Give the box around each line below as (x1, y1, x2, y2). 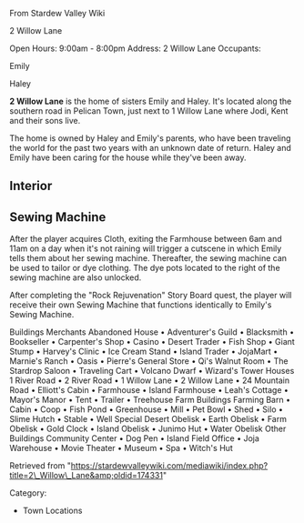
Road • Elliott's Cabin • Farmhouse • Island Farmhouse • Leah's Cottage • (9, 385, 289, 396)
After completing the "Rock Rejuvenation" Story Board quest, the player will (9, 290, 292, 301)
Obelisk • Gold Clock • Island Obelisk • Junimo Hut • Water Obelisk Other (9, 423, 287, 435)
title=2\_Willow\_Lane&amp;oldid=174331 (9, 470, 164, 481)
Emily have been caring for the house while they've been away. (9, 152, 247, 163)
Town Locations (22, 505, 83, 517)
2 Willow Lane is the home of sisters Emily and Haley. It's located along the (9, 96, 292, 106)
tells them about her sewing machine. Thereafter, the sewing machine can (9, 253, 288, 264)
